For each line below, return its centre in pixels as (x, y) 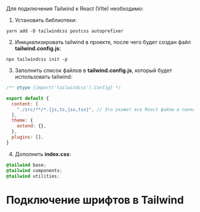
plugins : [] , (28, 137)
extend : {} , (32, 126)
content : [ (25, 104)
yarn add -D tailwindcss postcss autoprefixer (65, 31)
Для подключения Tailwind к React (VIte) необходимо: (75, 9)
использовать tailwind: (43, 77)
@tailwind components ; (34, 170)
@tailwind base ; (26, 165)
